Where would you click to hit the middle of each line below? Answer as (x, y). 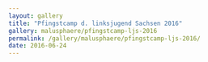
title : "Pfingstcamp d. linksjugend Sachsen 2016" (96, 23)
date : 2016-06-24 (38, 46)
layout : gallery (36, 16)
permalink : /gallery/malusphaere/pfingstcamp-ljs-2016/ (104, 38)
